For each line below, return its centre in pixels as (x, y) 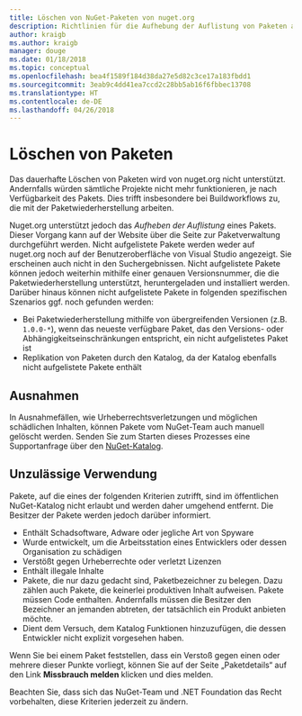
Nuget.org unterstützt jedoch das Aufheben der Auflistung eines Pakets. (143, 225)
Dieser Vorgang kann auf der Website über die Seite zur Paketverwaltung (145, 235)
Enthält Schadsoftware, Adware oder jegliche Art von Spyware (138, 532)
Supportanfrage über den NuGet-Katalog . (86, 446)
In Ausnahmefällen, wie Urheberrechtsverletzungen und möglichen (133, 417)
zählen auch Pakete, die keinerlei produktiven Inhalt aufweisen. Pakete (153, 590)
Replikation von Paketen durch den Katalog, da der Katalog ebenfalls (149, 358)
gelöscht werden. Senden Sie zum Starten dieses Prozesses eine (130, 436)
